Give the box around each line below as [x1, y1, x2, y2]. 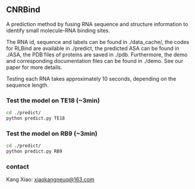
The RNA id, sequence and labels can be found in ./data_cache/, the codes [6, 38, 190, 45]
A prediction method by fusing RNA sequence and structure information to [6, 20, 188, 27]
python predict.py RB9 [6, 149, 62, 155]
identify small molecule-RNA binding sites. [6, 27, 111, 34]
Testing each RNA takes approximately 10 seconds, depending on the [6, 75, 177, 82]
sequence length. [6, 81, 49, 89]
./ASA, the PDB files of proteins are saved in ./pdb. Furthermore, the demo [6, 51, 188, 58]
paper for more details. [6, 64, 62, 71]
